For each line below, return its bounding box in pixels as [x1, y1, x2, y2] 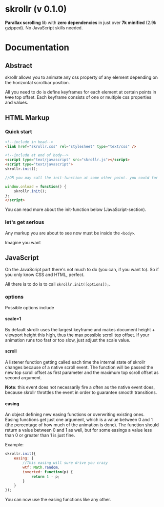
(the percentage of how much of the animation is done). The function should [5, 422, 159, 428]
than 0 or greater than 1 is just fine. [5, 432, 75, 438]
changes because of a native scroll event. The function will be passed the [5, 365, 154, 370]
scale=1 [5, 316, 21, 322]
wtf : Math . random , [22, 465, 60, 470]
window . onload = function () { [5, 184, 67, 189]
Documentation [5, 42, 70, 53]
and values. [5, 99, 28, 105]
